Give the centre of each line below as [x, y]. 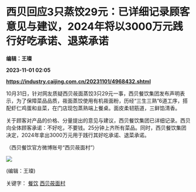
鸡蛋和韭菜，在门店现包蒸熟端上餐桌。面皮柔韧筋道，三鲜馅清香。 [101, 108]
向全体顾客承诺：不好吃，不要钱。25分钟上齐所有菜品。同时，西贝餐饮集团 [96, 128]
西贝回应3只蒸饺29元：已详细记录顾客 [98, 12]
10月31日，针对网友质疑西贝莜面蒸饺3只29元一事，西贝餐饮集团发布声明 [93, 93]
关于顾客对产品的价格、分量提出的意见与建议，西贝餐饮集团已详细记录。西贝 [98, 120]
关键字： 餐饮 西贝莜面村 [36, 183]
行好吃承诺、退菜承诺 [58, 41]
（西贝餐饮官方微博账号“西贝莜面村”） [52, 147]
